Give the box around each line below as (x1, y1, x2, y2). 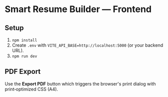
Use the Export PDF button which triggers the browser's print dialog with (5, 80, 156, 86)
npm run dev (12, 54, 37, 59)
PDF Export (5, 67, 41, 76)
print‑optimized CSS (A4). (5, 86, 58, 92)
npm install (12, 38, 37, 43)
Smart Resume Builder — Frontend (5, 4, 152, 15)
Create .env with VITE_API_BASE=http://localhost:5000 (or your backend (12, 42, 163, 48)
